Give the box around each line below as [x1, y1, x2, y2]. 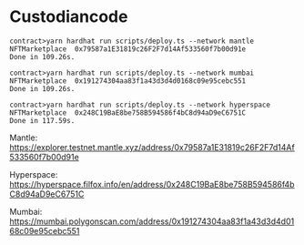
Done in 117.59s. [9, 116, 76, 125]
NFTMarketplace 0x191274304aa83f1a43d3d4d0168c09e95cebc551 [9, 76, 247, 86]
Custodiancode [9, 6, 128, 27]
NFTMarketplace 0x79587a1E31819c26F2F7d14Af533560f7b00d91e [9, 44, 247, 54]
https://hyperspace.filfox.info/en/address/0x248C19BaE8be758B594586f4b [9, 179, 295, 189]
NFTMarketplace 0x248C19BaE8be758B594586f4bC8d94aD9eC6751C [9, 107, 247, 117]
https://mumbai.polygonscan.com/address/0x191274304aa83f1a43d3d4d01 [9, 216, 295, 227]
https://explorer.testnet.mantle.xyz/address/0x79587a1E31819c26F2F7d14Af [9, 141, 296, 152]
